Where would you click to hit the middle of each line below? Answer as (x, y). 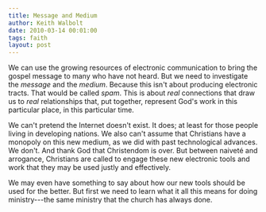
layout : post (30, 45)
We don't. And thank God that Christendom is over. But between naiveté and (133, 151)
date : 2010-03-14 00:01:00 (53, 30)
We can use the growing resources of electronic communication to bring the (133, 67)
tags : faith (28, 38)
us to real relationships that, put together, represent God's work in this (123, 102)
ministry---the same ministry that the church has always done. (110, 200)
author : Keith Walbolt (46, 23)
